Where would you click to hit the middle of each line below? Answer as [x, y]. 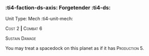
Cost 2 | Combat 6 [24, 29]
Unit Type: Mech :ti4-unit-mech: [39, 19]
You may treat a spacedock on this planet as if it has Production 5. [75, 48]
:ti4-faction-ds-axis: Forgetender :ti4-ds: [58, 8]
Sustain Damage [21, 38]
